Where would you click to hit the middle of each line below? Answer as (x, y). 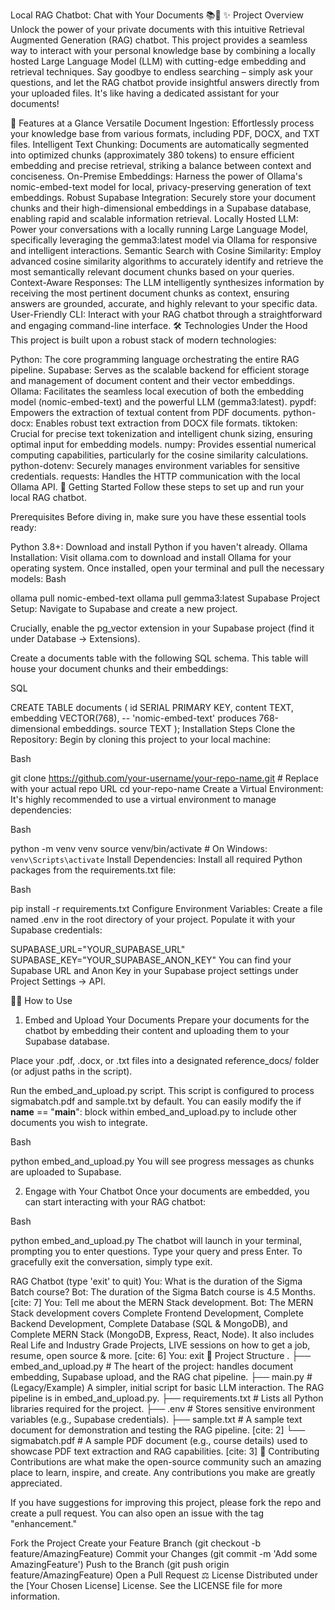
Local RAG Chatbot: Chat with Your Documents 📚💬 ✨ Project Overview (157, 15)
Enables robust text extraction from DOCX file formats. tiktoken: (166, 423)
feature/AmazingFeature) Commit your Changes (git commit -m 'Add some (164, 1553)
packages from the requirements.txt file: (93, 870)
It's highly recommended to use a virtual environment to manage (143, 799)
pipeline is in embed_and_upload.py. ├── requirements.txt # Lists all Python (167, 1398)
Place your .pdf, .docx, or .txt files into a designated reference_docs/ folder (165, 1060)
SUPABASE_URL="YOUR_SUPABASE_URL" (98, 949)
